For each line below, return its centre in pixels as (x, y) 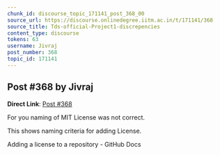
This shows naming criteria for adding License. (74, 131)
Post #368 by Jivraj (50, 87)
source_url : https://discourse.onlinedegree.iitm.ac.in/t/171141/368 (110, 20)
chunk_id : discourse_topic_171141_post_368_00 (76, 14)
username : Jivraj (32, 46)
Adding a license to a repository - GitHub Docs (74, 144)
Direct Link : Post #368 (40, 104)
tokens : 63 (23, 40)
